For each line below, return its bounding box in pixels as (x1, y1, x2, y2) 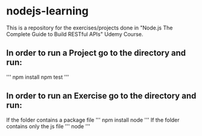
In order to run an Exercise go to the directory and (6, 91, 197, 101)
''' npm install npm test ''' (6, 73, 69, 81)
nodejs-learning (6, 4, 89, 18)
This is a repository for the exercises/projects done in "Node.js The (6, 24, 173, 31)
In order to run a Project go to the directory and (6, 48, 186, 58)
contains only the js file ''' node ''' (6, 122, 90, 130)
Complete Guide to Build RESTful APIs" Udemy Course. (6, 30, 144, 37)
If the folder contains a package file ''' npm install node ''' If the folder (6, 116, 180, 123)
